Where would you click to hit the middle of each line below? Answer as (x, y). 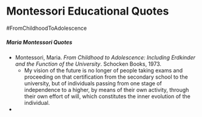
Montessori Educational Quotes (88, 11)
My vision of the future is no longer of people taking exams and (103, 70)
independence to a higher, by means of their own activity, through (106, 90)
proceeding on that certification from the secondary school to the (106, 77)
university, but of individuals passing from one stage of (93, 83)
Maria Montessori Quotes (39, 42)
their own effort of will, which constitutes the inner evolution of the (107, 96)
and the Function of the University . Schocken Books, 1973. (88, 64)
